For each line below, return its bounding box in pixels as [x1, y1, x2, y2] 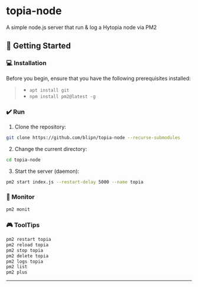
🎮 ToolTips [6, 221, 40, 229]
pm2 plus [6, 269, 28, 276]
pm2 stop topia [6, 247, 44, 253]
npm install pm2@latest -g [29, 93, 96, 99]
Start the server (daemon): [14, 167, 80, 175]
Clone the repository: [14, 123, 67, 130]
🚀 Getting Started [6, 41, 71, 51]
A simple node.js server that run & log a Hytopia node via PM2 [6, 24, 157, 31]
